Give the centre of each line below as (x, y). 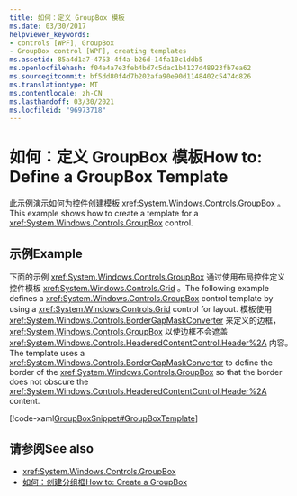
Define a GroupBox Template (119, 177)
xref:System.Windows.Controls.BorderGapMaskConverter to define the (141, 363)
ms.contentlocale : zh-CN (56, 93)
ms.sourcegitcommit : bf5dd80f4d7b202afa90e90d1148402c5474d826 (130, 77)
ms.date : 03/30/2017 (48, 26)
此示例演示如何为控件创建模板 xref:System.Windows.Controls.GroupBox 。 (148, 203)
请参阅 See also (52, 449)
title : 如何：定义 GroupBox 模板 (67, 18)
